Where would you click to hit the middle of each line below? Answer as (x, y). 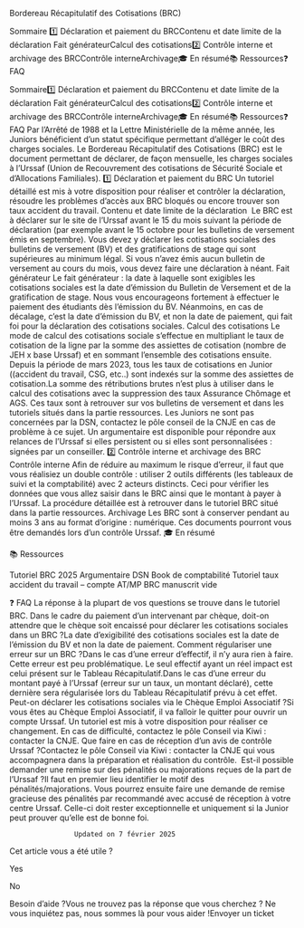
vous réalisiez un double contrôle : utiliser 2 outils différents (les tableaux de (152, 474)
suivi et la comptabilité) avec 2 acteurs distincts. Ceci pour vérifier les (139, 484)
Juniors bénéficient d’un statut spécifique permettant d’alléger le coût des (147, 139)
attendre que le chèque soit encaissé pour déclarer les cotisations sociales (149, 625)
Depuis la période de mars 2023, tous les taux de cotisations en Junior (141, 364)
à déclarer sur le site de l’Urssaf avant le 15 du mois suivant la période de (146, 220)
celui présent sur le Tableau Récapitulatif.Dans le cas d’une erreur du (138, 673)
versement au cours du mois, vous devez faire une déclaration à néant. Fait (150, 268)
